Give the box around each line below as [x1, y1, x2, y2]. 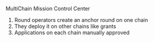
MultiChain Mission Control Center [5, 5, 91, 12]
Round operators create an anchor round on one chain [14, 17, 149, 23]
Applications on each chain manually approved [14, 29, 130, 36]
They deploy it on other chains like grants [14, 23, 116, 30]
